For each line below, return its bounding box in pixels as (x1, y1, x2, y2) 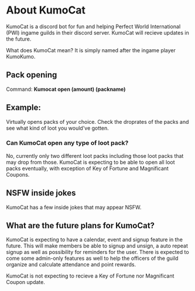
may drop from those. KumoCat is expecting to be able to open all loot (6, 158, 175, 165)
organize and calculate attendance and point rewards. (6, 261, 136, 268)
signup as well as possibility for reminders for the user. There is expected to (6, 249, 189, 256)
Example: (6, 103, 41, 113)
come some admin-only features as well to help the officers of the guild (6, 255, 179, 262)
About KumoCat (6, 4, 86, 17)
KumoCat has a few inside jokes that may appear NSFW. (6, 204, 142, 211)
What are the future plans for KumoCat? (6, 221, 155, 231)
